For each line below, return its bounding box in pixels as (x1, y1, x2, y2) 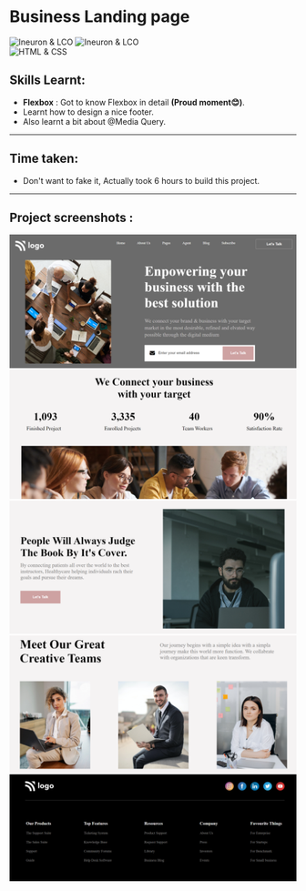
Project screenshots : (9, 209, 134, 225)
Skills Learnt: (9, 73, 87, 88)
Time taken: (9, 151, 79, 167)
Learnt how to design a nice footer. (22, 106, 155, 117)
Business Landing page (9, 6, 190, 27)
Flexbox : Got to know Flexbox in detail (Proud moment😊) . (22, 96, 246, 107)
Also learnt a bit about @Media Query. (22, 116, 167, 127)
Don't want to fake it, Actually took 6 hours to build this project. (22, 175, 260, 186)
